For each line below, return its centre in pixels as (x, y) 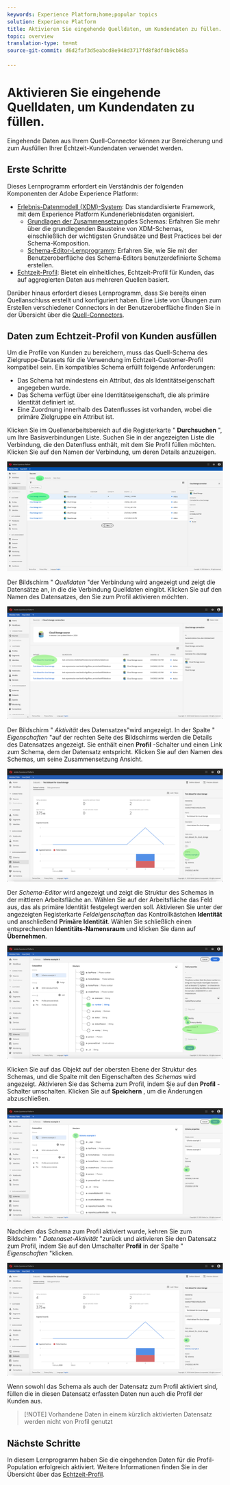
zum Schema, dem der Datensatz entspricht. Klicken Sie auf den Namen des (115, 751)
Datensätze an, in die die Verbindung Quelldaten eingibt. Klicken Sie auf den (115, 590)
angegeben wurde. (43, 388)
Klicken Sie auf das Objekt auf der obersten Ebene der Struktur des (102, 1069)
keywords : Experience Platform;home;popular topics (82, 14)
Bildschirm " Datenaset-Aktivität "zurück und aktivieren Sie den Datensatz (112, 1239)
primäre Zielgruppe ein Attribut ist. (65, 417)
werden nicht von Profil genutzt (68, 1422)
